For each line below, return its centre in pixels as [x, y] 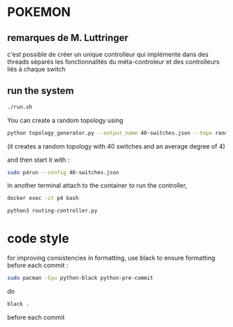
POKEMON [39, 12]
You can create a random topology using [65, 120]
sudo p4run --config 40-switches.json [63, 172]
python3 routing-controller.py [52, 211]
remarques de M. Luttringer [68, 38]
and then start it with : [38, 160]
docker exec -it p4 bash [43, 199]
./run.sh [20, 107]
